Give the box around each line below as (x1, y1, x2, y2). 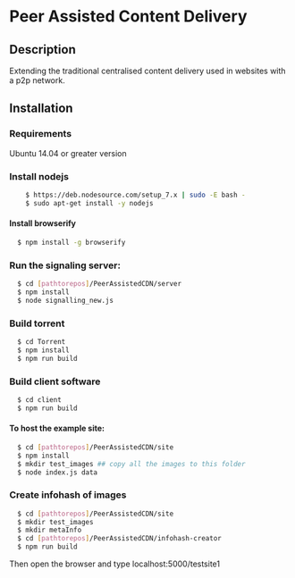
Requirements (9, 128, 72, 140)
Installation (9, 101, 73, 116)
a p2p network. (9, 75, 65, 86)
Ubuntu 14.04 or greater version (9, 147, 127, 158)
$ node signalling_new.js (17, 296, 114, 305)
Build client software (9, 375, 101, 388)
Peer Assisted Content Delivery (9, 6, 248, 27)
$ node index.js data (17, 467, 98, 477)
